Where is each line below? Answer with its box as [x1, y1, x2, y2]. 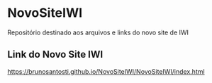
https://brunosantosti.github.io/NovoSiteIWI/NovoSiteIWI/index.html [7, 67, 205, 75]
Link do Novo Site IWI [7, 49, 104, 60]
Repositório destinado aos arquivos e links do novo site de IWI [7, 28, 189, 37]
